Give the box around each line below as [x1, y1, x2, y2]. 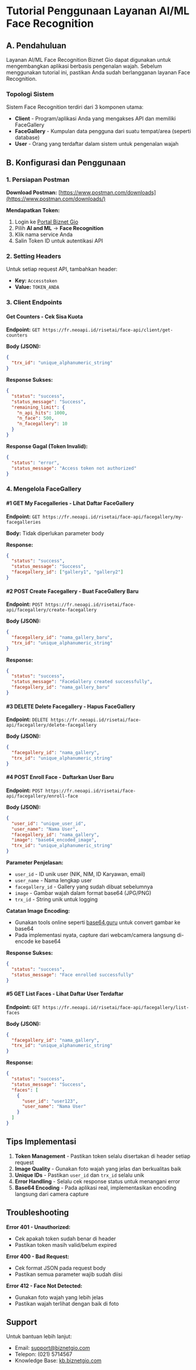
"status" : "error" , [11, 460, 60, 466]
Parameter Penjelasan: [6, 859, 64, 866]
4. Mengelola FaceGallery [6, 485, 82, 493]
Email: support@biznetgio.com [14, 1344, 90, 1352]
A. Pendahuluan [6, 40, 67, 51]
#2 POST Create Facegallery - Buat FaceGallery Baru [6, 587, 139, 595]
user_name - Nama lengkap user [14, 877, 92, 884]
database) [14, 134, 40, 141]
